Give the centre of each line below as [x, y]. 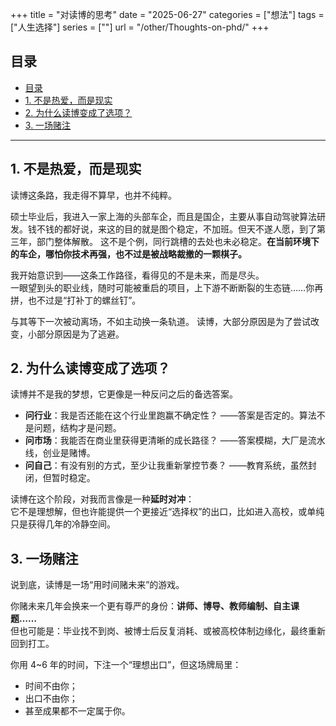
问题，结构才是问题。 [77, 428]
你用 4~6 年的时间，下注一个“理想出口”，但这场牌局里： [126, 665]
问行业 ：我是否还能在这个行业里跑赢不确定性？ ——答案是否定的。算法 [170, 415]
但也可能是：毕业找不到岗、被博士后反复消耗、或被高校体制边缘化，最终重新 [168, 631]
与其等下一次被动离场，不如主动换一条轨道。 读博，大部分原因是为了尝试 [160, 321]
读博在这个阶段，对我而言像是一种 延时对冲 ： [102, 499]
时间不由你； [51, 686]
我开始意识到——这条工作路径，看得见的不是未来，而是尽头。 [137, 275]
